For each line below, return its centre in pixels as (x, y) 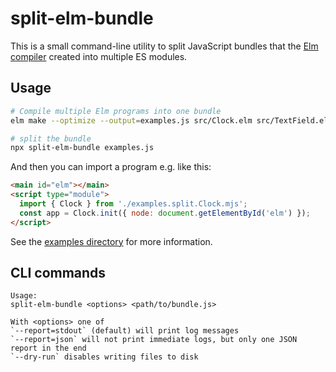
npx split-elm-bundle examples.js (82, 148)
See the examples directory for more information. (111, 241)
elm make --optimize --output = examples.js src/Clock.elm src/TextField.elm (171, 120)
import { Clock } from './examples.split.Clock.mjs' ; (133, 204)
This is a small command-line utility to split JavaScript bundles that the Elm (164, 46)
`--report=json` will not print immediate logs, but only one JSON (154, 340)
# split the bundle (51, 138)
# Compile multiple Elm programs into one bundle (116, 111)
